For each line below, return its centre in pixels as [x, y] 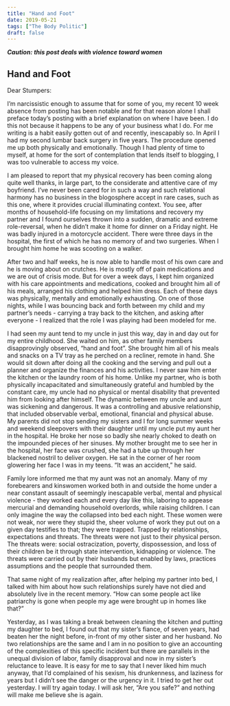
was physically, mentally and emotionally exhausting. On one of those [106, 298]
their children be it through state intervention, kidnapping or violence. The [112, 551]
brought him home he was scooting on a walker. [75, 249]
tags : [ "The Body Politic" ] [47, 26]
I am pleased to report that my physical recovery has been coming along [110, 175]
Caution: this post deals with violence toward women [85, 52]
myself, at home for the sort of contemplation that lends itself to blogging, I [113, 155]
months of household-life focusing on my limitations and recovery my [105, 212]
